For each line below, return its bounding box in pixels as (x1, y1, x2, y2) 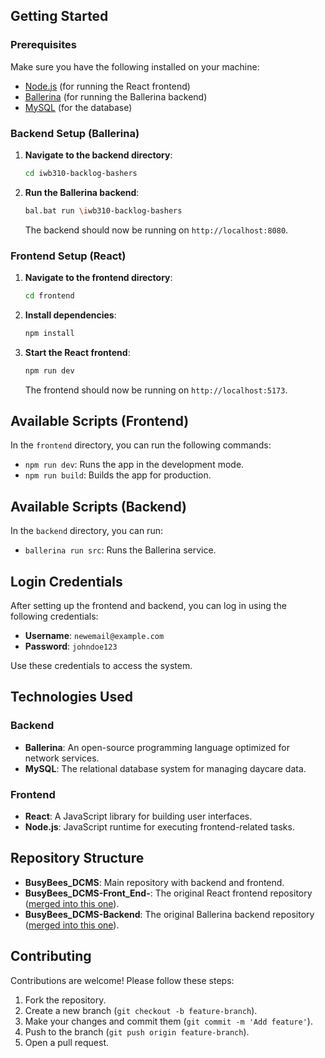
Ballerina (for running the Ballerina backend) (24, 90, 208, 103)
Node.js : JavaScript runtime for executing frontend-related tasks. (24, 821, 295, 833)
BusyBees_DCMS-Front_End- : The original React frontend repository (24, 887, 313, 899)
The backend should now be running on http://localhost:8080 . (24, 224, 289, 236)
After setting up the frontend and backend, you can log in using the (10, 600, 287, 612)
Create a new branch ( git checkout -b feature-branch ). (24, 1004, 258, 1016)
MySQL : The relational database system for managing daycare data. (24, 762, 307, 774)
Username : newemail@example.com (24, 630, 165, 642)
